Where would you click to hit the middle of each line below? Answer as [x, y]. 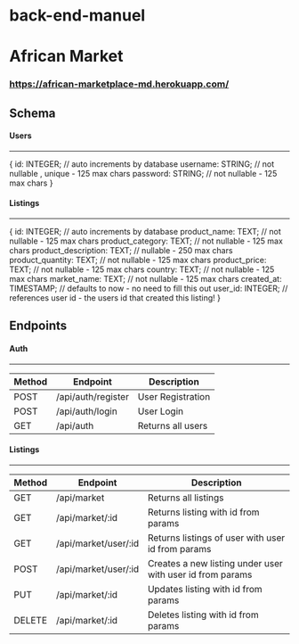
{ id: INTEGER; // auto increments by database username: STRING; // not [142, 164]
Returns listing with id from [203, 512]
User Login [161, 411]
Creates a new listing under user [215, 563]
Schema [32, 113]
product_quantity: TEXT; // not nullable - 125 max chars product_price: [138, 260]
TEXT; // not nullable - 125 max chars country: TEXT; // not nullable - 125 [142, 269]
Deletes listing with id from [203, 615]
